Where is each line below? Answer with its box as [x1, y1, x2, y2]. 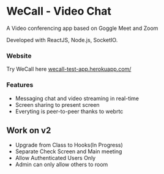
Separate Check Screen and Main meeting [15, 148, 122, 155]
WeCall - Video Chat [6, 4, 112, 18]
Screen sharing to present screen [15, 101, 100, 108]
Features [6, 81, 34, 89]
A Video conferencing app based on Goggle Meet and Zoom [6, 24, 158, 32]
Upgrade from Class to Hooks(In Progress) [15, 142, 124, 149]
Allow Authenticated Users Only [15, 154, 96, 162]
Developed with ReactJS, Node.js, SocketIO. [6, 36, 118, 43]
